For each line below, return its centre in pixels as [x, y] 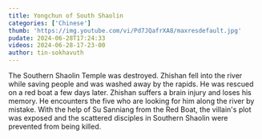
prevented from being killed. [55, 126]
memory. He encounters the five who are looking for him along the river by [131, 101]
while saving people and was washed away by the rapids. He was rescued [131, 84]
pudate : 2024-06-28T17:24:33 [57, 38]
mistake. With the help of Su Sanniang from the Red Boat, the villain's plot [130, 109]
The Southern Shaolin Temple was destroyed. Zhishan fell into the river [125, 75]
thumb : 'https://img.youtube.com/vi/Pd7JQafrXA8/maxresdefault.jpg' [125, 30]
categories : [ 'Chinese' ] [50, 23]
